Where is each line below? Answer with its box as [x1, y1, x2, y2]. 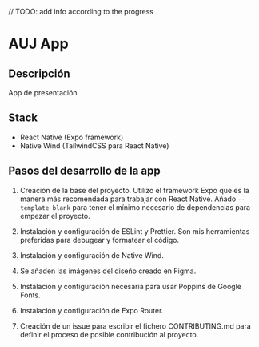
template [19, 204, 50, 212]
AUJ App [8, 35, 70, 53]
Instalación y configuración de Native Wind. [19, 250, 164, 260]
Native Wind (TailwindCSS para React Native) [19, 140, 169, 151]
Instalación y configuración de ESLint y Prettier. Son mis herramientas [19, 226, 250, 236]
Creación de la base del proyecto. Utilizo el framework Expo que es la [19, 185, 249, 195]
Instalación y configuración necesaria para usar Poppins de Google [19, 281, 242, 291]
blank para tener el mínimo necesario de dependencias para [52, 202, 250, 212]
